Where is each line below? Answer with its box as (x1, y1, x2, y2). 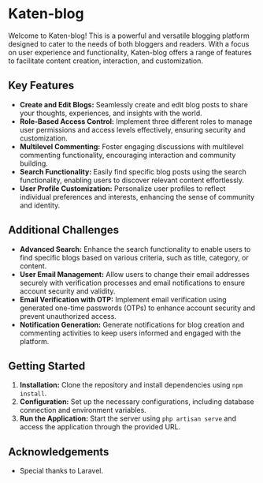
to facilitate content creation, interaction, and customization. (8, 56, 203, 66)
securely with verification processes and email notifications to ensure (19, 278, 246, 287)
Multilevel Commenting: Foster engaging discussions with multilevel (19, 141, 244, 151)
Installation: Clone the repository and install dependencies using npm (19, 380, 243, 390)
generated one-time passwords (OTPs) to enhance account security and (19, 303, 256, 313)
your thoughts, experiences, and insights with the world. (19, 108, 202, 118)
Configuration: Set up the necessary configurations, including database (19, 397, 254, 406)
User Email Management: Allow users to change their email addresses (19, 269, 250, 279)
